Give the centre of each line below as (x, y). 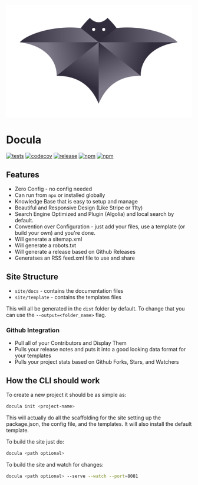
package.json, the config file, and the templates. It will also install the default (99, 424)
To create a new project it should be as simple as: (66, 395)
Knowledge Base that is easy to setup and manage (76, 202)
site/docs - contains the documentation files (69, 291)
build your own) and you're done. (55, 233)
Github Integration (33, 330)
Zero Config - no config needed (53, 189)
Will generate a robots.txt (45, 245)
